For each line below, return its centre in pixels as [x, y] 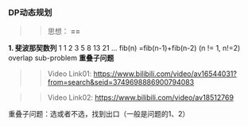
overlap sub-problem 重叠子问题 [61, 58]
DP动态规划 [30, 12]
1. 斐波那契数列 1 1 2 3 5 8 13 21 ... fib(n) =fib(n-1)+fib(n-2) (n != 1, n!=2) [124, 48]
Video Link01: [70, 74]
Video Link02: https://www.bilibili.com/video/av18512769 [141, 97]
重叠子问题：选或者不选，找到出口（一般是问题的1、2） [99, 114]
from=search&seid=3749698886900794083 [121, 82]
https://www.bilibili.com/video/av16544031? [165, 74]
